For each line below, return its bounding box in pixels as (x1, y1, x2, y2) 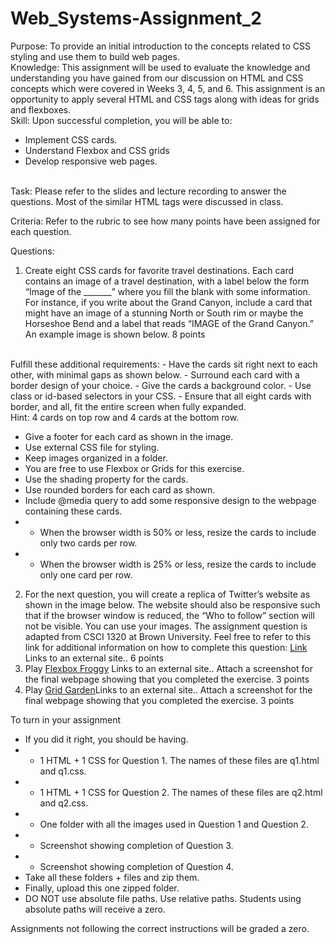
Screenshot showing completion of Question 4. (39, 860, 234, 872)
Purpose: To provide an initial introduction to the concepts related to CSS (10, 40, 311, 52)
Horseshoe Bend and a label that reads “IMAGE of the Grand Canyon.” (24, 317, 314, 329)
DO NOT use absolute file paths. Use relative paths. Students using (24, 892, 302, 904)
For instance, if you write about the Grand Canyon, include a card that (24, 296, 313, 308)
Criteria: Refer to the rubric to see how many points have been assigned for (10, 215, 321, 227)
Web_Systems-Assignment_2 (10, 7, 262, 30)
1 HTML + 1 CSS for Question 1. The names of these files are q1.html (39, 754, 320, 766)
